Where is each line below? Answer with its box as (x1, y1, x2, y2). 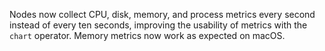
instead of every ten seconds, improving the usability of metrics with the (9, 19, 308, 31)
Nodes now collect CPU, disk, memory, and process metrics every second (9, 9, 316, 20)
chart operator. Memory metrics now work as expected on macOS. (9, 30, 286, 41)
